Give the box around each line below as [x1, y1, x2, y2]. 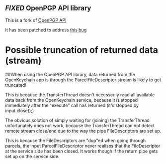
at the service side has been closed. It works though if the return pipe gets [5, 148, 158, 154]
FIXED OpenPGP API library [5, 4, 91, 12]
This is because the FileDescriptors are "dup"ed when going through [5, 137, 146, 144]
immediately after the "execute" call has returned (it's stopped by [5, 102, 139, 108]
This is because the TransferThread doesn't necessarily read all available [5, 92, 155, 98]
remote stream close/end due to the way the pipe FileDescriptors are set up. [5, 128, 162, 134]
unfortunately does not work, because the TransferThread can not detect [5, 122, 155, 129]
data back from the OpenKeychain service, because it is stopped [5, 97, 138, 103]
